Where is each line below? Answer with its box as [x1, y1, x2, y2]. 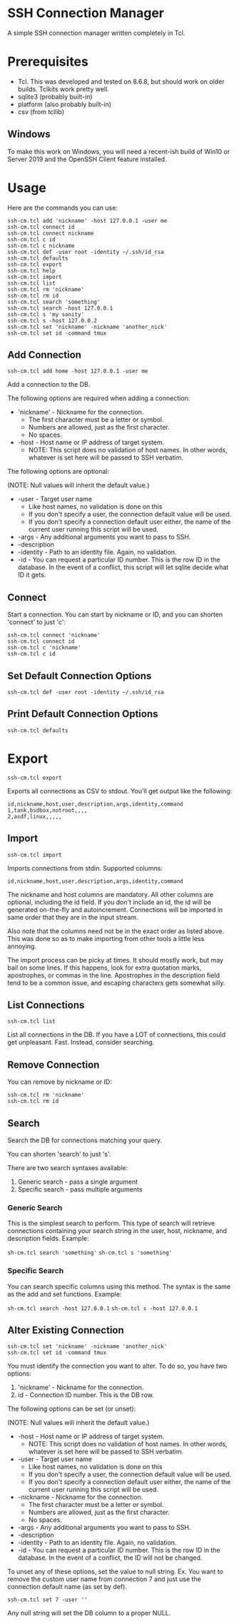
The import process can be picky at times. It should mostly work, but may [7, 955, 223, 964]
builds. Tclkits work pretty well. [17, 84, 109, 93]
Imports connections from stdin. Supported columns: [7, 863, 163, 872]
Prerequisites [7, 54, 89, 70]
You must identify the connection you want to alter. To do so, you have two [7, 1361, 228, 1371]
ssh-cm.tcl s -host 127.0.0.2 [7, 317, 98, 324]
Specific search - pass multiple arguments [17, 1185, 143, 1194]
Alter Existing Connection [7, 1324, 125, 1336]
